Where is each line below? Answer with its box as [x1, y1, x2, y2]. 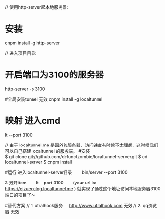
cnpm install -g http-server [5, 40, 60, 46]
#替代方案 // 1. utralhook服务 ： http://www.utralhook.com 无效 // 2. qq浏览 [5, 202, 157, 208]
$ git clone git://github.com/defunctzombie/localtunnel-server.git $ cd [5, 153, 148, 159]
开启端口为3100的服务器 [5, 70, 104, 80]
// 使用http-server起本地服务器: [5, 4, 68, 10]
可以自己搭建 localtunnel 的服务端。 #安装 [5, 148, 90, 154]
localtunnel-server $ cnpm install [5, 159, 72, 165]
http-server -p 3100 [5, 86, 45, 92]
